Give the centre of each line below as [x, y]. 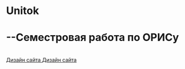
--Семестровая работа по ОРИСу [92, 38]
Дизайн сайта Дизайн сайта [42, 60]
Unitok [23, 11]
